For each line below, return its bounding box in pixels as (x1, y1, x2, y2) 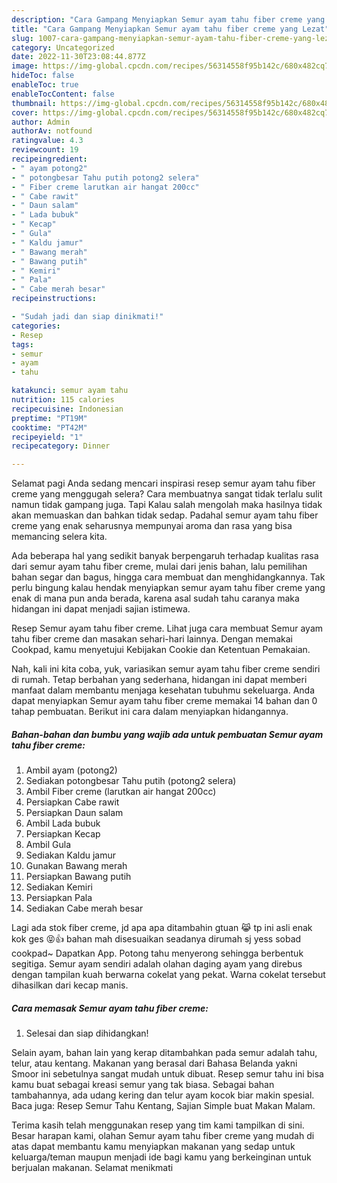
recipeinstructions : (11, 294, 98, 304)
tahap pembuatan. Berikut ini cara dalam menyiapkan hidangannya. (11, 706, 289, 718)
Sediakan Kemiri (25, 881, 93, 893)
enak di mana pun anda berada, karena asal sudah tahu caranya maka (11, 592, 300, 605)
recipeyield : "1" (11, 432, 84, 442)
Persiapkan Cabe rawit (25, 796, 120, 808)
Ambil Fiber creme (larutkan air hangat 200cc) (25, 786, 217, 798)
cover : (11, 107, 39, 118)
